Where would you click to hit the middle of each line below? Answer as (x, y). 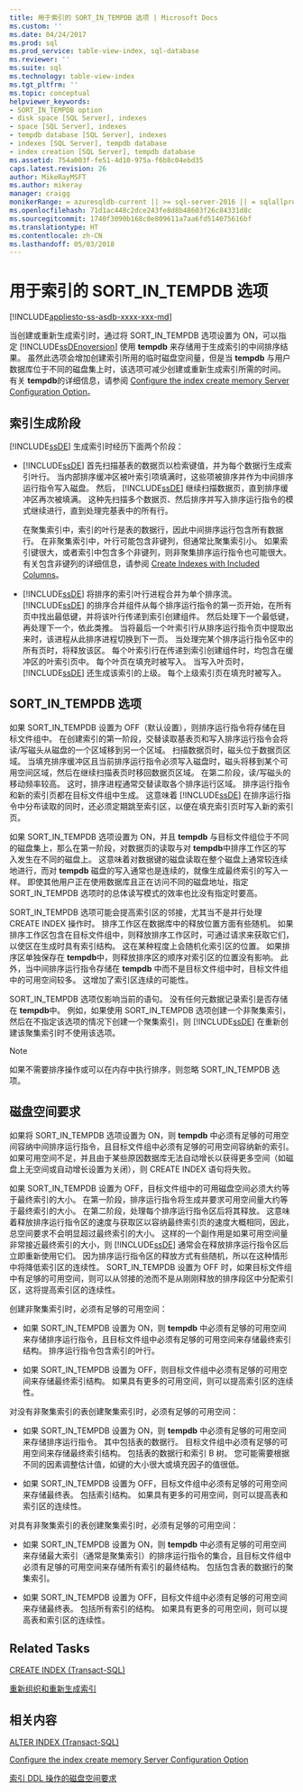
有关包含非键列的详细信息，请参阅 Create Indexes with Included (141, 563)
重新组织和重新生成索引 (53, 1689)
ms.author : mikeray (46, 186)
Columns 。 (43, 575)
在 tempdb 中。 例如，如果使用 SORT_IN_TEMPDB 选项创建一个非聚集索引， (150, 1010)
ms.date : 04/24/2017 (48, 34)
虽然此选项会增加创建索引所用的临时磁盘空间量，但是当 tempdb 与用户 (159, 358)
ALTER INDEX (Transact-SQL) (64, 1742)
